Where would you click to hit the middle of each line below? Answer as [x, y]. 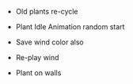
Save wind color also [50, 42]
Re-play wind [37, 57]
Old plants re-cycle [47, 11]
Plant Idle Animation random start [70, 27]
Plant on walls [38, 73]
